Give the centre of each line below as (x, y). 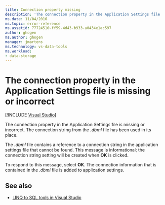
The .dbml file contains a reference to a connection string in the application (82, 145)
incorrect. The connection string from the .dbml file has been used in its (78, 130)
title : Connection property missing (43, 10)
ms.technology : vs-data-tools (36, 47)
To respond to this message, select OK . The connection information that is (81, 165)
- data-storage (21, 56)
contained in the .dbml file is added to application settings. (65, 170)
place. (12, 135)
